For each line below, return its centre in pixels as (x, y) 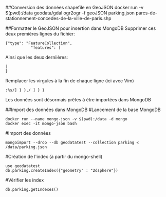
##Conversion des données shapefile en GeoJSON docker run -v (75, 7)
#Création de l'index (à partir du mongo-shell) (54, 157)
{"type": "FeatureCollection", (39, 43)
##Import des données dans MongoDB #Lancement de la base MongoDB (83, 110)
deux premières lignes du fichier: (40, 34)
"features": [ (45, 48)
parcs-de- (146, 13)
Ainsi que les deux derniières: (37, 57)
